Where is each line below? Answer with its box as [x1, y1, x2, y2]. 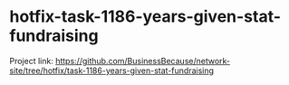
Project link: [9, 55, 54, 66]
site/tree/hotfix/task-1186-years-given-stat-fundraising [9, 65, 215, 76]
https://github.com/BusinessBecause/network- [55, 55, 231, 66]
